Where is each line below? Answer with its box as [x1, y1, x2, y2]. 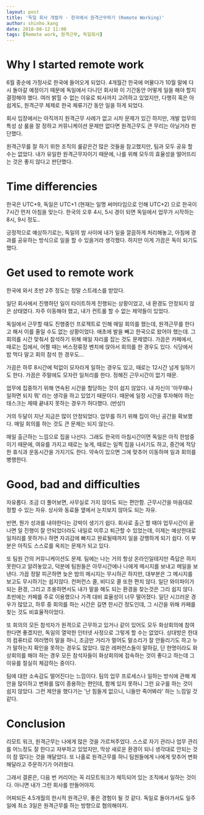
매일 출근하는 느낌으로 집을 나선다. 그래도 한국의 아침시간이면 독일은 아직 [6, 433, 178, 440]
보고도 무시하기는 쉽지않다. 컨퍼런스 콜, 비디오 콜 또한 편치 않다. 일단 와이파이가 [6, 577, 195, 585]
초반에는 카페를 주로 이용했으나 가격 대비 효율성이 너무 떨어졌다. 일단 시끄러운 [6, 593, 190, 600]
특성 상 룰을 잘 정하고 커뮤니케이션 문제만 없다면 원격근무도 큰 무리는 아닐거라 [6, 123, 190, 130]
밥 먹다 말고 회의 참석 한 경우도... [6, 351, 84, 358]
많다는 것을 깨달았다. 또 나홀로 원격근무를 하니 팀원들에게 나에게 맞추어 [19, 753, 187, 760]
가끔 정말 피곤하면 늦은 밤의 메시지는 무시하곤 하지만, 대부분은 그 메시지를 [19, 570, 193, 577]
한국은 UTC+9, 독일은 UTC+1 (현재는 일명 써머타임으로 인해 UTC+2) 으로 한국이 [6, 201, 197, 208]
